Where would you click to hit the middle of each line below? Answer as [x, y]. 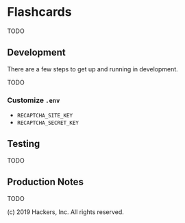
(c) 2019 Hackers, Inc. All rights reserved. [66, 212]
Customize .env [34, 100]
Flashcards [39, 12]
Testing [24, 144]
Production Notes [46, 182]
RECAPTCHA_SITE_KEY [45, 116]
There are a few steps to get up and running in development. [92, 69]
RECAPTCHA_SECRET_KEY [48, 123]
